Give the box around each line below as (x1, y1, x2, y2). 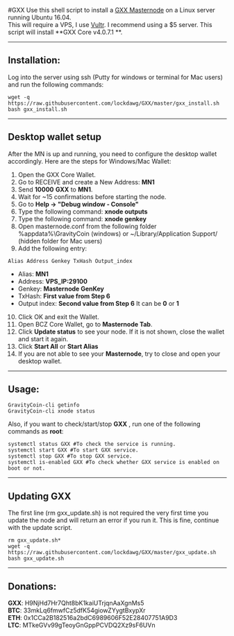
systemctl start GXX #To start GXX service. (8, 447, 139, 454)
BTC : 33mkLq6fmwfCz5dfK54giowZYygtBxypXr (8, 606, 146, 614)
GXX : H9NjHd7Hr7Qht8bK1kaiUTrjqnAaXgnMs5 (8, 599, 144, 608)
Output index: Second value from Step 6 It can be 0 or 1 (17, 299, 179, 307)
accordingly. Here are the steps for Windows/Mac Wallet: (8, 157, 172, 165)
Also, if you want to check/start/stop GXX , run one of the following (8, 420, 201, 429)
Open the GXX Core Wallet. (17, 170, 97, 179)
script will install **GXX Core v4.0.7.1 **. (8, 28, 123, 36)
